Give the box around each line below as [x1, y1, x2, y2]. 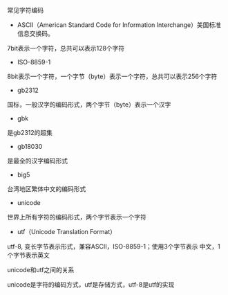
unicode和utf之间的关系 [7, 266, 75, 274]
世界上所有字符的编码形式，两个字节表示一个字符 [7, 213, 146, 221]
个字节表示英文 [7, 251, 50, 259]
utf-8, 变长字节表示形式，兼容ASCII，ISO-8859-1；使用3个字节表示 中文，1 [7, 242, 221, 251]
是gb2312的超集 [7, 129, 53, 136]
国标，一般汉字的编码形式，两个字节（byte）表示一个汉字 [7, 100, 171, 109]
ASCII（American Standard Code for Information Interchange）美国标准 [17, 21, 221, 29]
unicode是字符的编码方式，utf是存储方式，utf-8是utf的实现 [7, 280, 175, 289]
